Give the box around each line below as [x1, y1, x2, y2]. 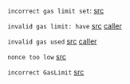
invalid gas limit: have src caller [7, 21, 123, 30]
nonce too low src [7, 52, 67, 61]
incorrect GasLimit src [7, 67, 85, 77]
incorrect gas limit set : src [7, 6, 104, 15]
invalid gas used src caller [7, 36, 97, 46]
